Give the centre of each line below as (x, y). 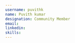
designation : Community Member (38, 19)
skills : (13, 33)
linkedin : (15, 28)
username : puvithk (24, 10)
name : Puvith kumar (25, 14)
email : (12, 23)
